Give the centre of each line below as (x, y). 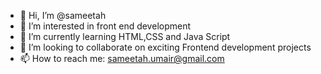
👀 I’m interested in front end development (105, 26)
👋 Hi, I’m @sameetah (63, 15)
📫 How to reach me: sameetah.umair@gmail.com (122, 58)
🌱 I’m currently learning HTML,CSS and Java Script (125, 36)
